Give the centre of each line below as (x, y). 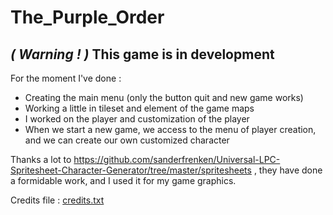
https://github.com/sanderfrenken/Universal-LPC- (177, 159)
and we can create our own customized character (127, 140)
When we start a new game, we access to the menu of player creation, (170, 129)
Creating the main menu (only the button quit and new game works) (164, 97)
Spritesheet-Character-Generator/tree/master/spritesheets (131, 170)
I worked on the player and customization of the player (137, 119)
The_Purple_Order (87, 17)
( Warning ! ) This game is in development (142, 54)
